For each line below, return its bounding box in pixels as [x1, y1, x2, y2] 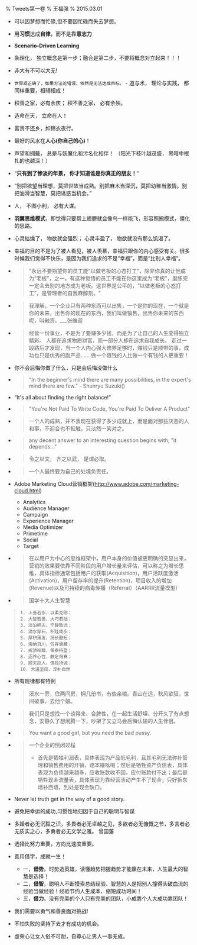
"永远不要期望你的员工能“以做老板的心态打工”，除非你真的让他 [28, 267, 181, 274]
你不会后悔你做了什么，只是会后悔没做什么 [14, 365, 118, 371]
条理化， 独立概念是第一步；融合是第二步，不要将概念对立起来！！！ [14, 54, 181, 61]
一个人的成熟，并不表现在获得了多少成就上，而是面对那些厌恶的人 [28, 418, 189, 424]
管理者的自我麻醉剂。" [46, 289, 101, 296]
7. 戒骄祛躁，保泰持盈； [19, 647, 73, 653]
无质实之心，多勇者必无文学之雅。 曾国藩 [14, 828, 114, 834]
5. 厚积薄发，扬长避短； [19, 635, 73, 641]
